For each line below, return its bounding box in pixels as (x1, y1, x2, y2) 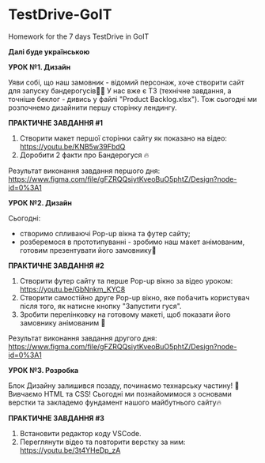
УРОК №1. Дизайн (8, 62, 71, 72)
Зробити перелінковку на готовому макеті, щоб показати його (19, 310, 231, 319)
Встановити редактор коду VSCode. (19, 428, 142, 438)
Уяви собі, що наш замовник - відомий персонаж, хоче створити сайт (8, 77, 245, 87)
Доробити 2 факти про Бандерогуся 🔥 (19, 150, 150, 160)
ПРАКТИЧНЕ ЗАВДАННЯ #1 (8, 118, 103, 127)
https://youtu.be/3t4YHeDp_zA (19, 445, 121, 455)
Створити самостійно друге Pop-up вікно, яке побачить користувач (19, 292, 250, 302)
